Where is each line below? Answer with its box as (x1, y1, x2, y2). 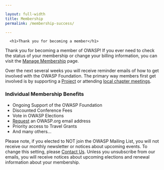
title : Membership (5, 16, 43, 21)
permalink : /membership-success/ (5, 21, 75, 26)
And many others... (12, 128, 52, 134)
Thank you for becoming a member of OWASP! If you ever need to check (5, 48, 155, 54)
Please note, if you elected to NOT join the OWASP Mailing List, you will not (5, 138, 159, 144)
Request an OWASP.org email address (12, 118, 91, 124)
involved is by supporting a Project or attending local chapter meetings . (5, 78, 152, 85)
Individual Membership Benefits (5, 90, 84, 97)
